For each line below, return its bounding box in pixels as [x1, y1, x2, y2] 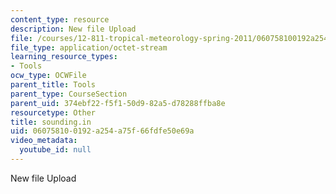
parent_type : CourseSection [10, 89, 128, 99]
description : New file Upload [10, 24, 137, 34]
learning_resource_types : [10, 52, 118, 62]
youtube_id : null [19, 145, 92, 155]
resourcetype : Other [10, 107, 97, 118]
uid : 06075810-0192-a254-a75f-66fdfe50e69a [10, 126, 195, 136]
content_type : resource [10, 14, 110, 25]
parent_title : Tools [10, 80, 97, 90]
